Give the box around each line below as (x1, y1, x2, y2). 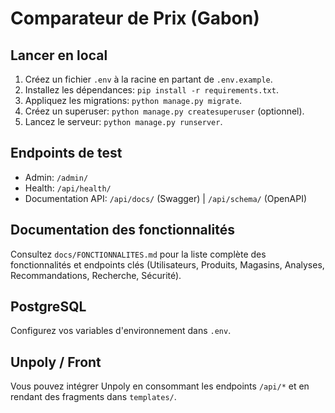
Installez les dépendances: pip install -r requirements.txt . (24, 84, 279, 96)
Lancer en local (10, 47, 108, 64)
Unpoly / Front (10, 353, 102, 371)
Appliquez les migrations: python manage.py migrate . (24, 95, 242, 106)
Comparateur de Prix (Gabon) (10, 7, 260, 30)
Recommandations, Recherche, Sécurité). (10, 269, 182, 281)
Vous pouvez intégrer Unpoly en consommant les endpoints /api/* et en (10, 380, 310, 392)
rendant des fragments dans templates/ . (10, 391, 177, 403)
